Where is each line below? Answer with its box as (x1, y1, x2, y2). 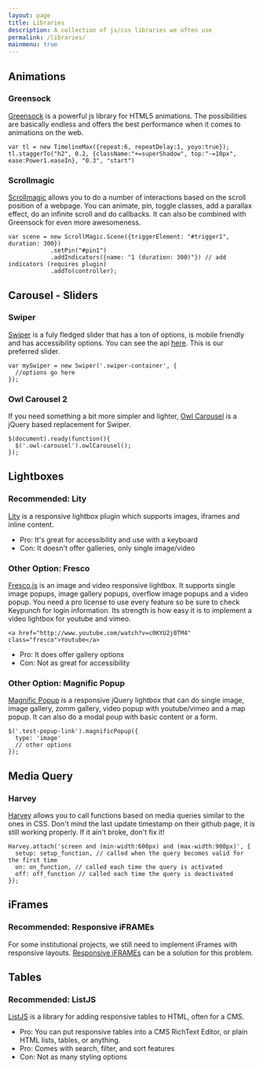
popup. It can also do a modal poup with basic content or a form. (8, 712, 218, 722)
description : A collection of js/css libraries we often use (8, 26, 213, 34)
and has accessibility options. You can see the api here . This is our (8, 338, 224, 348)
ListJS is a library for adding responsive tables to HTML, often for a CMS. (8, 1012, 245, 1021)
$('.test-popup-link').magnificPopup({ (8, 728, 139, 735)
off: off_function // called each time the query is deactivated (15, 870, 234, 878)
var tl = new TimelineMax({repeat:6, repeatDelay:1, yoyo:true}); (8, 143, 230, 151)
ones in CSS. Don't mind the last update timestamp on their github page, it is (8, 819, 255, 829)
